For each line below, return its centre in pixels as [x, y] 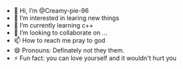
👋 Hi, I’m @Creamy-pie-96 [51, 11]
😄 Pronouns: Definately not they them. [69, 50]
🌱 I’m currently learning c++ [54, 25]
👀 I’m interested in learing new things [66, 18]
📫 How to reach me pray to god [59, 40]
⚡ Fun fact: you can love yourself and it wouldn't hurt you [95, 58]
